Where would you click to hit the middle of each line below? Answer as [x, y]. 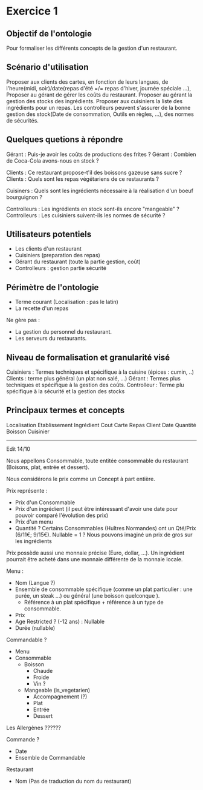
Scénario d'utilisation [47, 67]
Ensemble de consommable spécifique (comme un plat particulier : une [104, 589]
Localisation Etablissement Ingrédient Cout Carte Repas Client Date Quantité [101, 425]
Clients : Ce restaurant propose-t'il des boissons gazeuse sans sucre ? [94, 172]
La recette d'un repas [42, 308]
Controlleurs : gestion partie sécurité [61, 268]
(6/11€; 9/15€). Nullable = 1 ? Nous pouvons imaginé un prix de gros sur [104, 535]
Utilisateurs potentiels [49, 235]
